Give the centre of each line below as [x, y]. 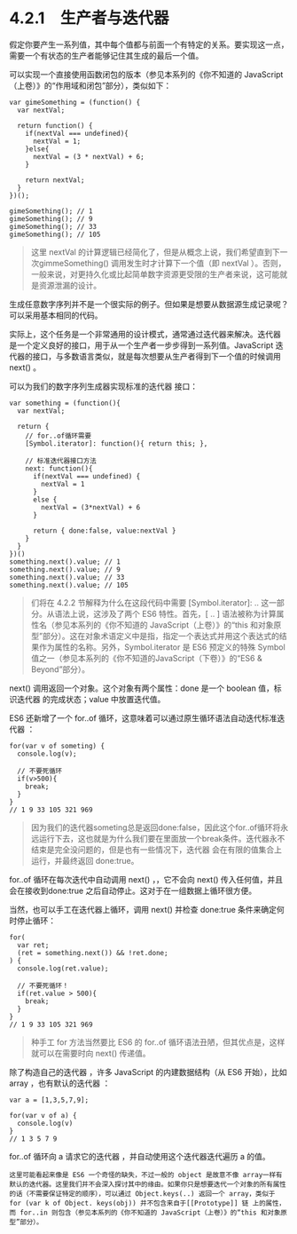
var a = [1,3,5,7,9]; [49, 1100]
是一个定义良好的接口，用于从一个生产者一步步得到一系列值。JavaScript [141, 345]
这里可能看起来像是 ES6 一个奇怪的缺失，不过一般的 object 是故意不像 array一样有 [146, 1175]
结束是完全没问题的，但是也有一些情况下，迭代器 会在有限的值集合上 [156, 850]
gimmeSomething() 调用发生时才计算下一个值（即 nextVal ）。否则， [162, 263]
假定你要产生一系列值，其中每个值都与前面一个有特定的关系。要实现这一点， [149, 44]
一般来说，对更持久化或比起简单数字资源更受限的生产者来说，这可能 [155, 274]
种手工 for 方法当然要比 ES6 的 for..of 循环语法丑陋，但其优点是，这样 [158, 1042]
